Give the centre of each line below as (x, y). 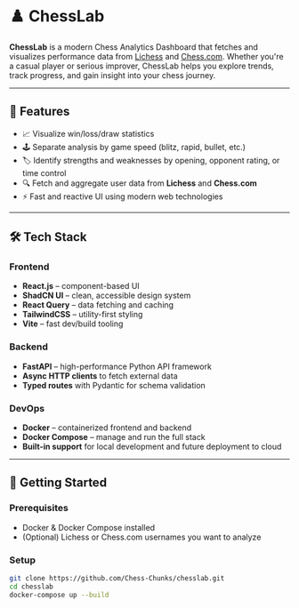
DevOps (27, 408)
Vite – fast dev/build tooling (73, 324)
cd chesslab (31, 587)
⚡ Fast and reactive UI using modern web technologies (122, 196)
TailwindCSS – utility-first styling (82, 315)
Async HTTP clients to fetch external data (100, 376)
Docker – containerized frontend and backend (107, 428)
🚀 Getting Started (58, 483)
